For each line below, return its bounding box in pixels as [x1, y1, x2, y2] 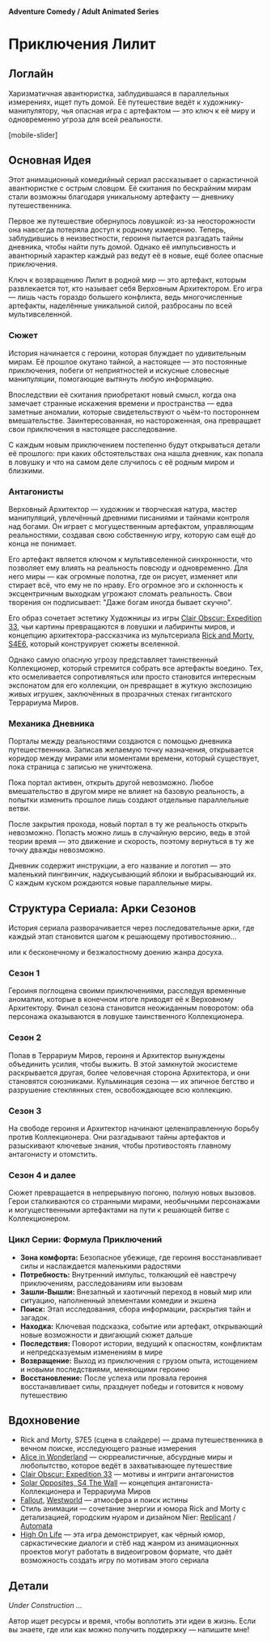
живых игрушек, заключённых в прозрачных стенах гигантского [8, 689, 233, 698]
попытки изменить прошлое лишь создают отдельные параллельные [8, 795, 249, 805]
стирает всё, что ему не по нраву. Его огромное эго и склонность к [8, 580, 243, 590]
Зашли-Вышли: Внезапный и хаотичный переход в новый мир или [19, 1286, 252, 1296]
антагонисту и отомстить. [8, 1149, 98, 1158]
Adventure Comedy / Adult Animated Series [8, 6, 159, 16]
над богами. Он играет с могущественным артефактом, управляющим [8, 522, 254, 531]
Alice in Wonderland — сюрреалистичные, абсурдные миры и [19, 1452, 233, 1462]
